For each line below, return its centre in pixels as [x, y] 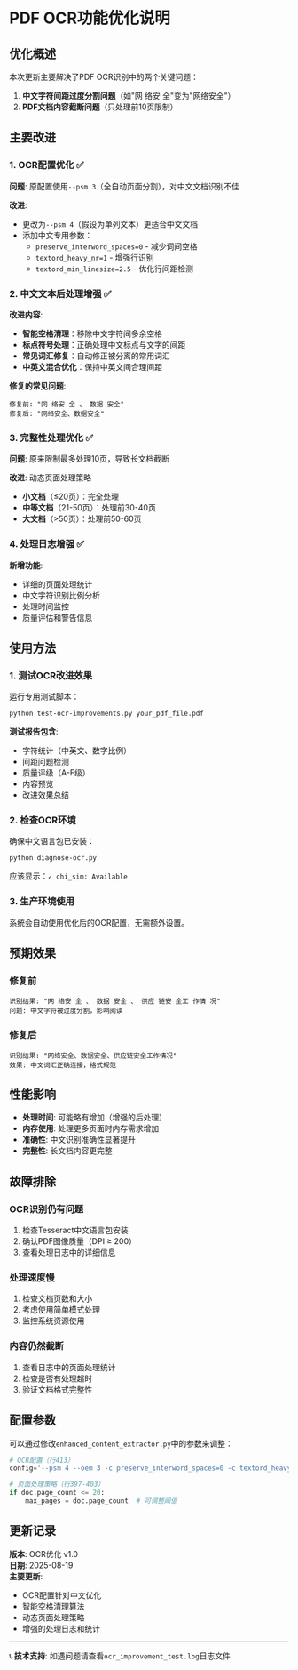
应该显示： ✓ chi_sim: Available [69, 876]
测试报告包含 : [34, 732]
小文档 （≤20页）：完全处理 [71, 497]
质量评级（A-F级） [56, 773]
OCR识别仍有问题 [47, 1208]
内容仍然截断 [37, 1346]
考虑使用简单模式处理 [61, 1310]
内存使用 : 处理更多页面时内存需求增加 [90, 1128]
